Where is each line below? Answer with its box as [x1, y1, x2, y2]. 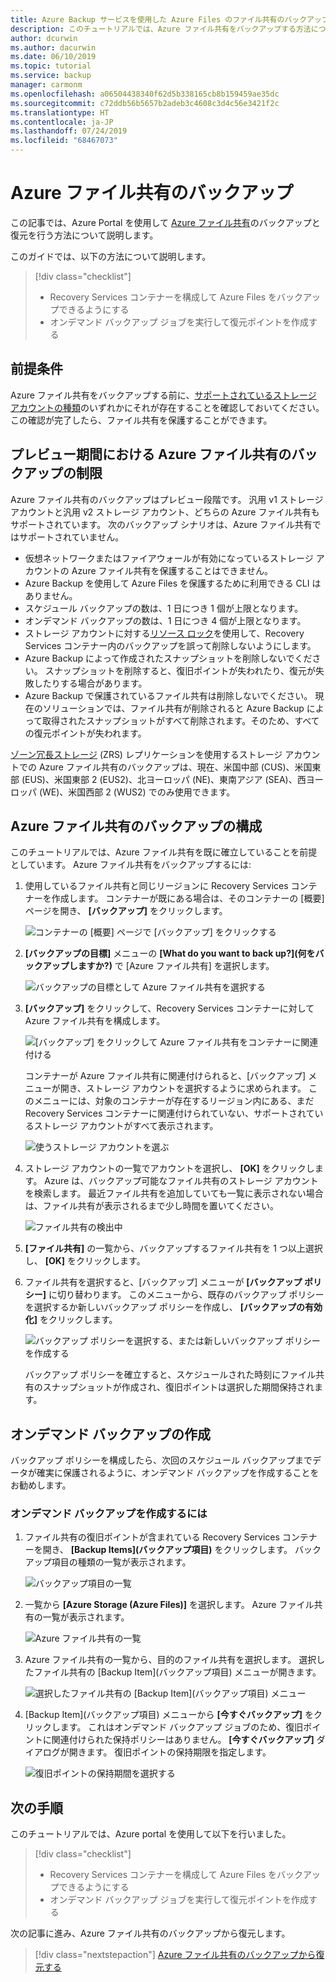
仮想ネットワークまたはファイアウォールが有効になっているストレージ [24, 552, 314, 564]
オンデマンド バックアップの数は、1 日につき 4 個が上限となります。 [24, 614, 307, 626]
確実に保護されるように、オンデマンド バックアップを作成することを [36, 1467, 320, 1479]
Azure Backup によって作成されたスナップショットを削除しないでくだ [24, 652, 313, 664]
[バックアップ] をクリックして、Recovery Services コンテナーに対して [24, 1002, 315, 1015]
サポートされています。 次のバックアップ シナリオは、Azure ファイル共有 [10, 518, 313, 530]
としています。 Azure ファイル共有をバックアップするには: [10, 859, 252, 871]
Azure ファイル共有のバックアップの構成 [10, 817, 263, 835]
